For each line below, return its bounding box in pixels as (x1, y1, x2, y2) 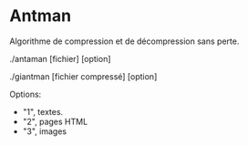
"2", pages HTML (22, 116, 88, 127)
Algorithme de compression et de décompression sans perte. (9, 36, 240, 47)
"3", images (22, 125, 67, 137)
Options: (9, 89, 42, 99)
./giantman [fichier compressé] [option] (9, 70, 158, 82)
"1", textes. (22, 106, 64, 117)
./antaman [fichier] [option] (9, 53, 111, 64)
